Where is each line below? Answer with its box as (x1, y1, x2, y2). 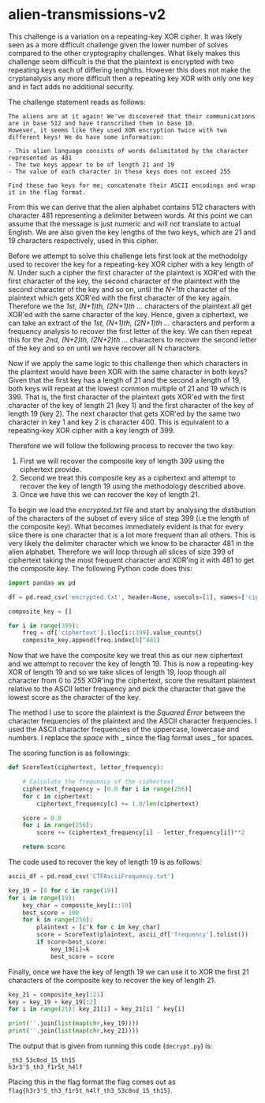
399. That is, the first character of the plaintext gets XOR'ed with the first (8, 392, 244, 402)
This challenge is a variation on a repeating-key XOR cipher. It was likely (8, 32, 243, 41)
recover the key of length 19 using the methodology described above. (19, 481, 246, 491)
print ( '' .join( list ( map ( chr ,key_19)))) (8, 1019, 140, 1027)
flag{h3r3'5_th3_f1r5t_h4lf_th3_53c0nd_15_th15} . (8, 1086, 174, 1095)
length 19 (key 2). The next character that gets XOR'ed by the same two (8, 409, 241, 418)
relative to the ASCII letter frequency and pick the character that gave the (8, 684, 246, 694)
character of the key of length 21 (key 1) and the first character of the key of (8, 400, 254, 409)
